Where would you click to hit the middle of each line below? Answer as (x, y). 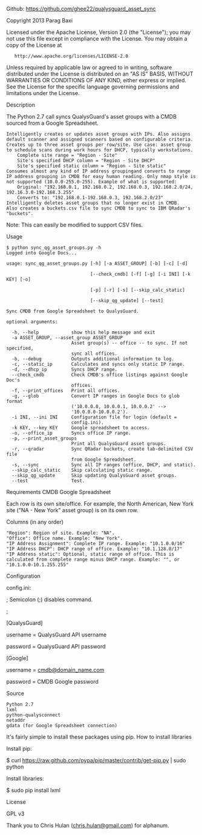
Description (21, 105)
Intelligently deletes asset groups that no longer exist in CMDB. (93, 203)
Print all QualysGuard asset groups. (119, 444)
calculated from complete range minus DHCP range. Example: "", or (93, 559)
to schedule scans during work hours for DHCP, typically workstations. (100, 150)
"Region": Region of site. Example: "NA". (60, 533)
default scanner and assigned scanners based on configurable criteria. (100, 139)
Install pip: (19, 748)
